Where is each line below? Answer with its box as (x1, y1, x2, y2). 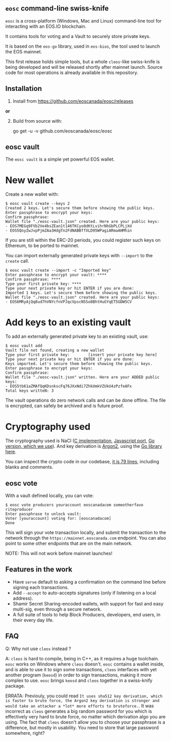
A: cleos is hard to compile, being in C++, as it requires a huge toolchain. (5, 655, 159, 661)
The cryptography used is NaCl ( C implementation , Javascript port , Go (5, 438, 155, 444)
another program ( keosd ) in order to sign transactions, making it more (5, 672, 151, 678)
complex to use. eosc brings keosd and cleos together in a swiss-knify (5, 677, 153, 683)
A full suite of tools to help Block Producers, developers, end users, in (12, 611, 161, 618)
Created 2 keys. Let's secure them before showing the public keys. (5, 205, 155, 211)
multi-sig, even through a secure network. (12, 606, 102, 612)
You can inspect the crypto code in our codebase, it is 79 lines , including (5, 459, 159, 465)
